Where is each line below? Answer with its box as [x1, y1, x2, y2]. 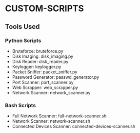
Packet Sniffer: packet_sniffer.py [12, 69, 78, 75]
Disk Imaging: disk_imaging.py [12, 53, 74, 59]
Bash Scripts [5, 102, 36, 109]
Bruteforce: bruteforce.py [12, 48, 63, 54]
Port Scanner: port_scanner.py [12, 79, 74, 85]
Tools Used [5, 22, 40, 31]
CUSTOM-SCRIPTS [5, 3, 84, 14]
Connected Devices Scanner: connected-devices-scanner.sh [12, 123, 136, 130]
